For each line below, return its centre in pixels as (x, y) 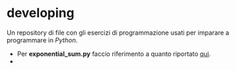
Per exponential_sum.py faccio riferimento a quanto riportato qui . (114, 54)
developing (41, 13)
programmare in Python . (42, 40)
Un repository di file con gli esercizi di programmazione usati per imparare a (118, 33)
